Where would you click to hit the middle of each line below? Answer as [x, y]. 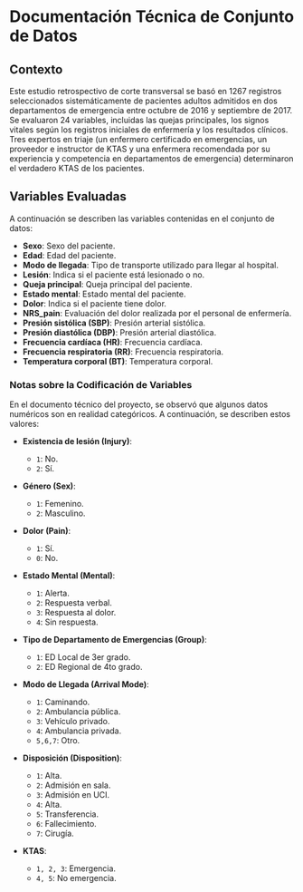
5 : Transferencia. [67, 814]
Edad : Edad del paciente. [69, 255]
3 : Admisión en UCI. [73, 795]
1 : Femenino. [60, 504]
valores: [24, 424]
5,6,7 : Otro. [58, 741]
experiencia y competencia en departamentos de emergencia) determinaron [151, 159]
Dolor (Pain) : [47, 531]
